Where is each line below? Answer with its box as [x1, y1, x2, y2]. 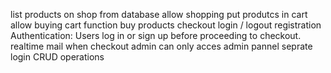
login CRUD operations [10, 51, 105, 63]
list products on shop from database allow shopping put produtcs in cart [10, 9, 308, 20]
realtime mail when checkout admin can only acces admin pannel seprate [10, 40, 313, 52]
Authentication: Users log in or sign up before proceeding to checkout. [10, 30, 302, 41]
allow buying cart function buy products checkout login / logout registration [10, 19, 322, 31]
